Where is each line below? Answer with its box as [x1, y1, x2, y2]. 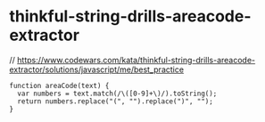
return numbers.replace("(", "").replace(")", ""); [17, 96, 214, 106]
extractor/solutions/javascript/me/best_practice [9, 64, 185, 75]
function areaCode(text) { [9, 81, 110, 90]
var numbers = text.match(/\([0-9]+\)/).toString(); [17, 89, 218, 98]
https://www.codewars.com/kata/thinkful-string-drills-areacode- [17, 54, 256, 65]
